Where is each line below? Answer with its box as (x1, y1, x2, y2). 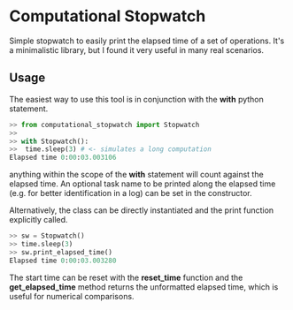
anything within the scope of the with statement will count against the (9, 170, 264, 180)
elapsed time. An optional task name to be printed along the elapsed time (9, 178, 276, 189)
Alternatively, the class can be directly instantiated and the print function (9, 205, 274, 215)
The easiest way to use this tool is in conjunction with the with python (9, 94, 264, 104)
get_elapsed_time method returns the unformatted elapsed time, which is (9, 281, 279, 292)
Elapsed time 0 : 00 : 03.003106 (9, 153, 117, 163)
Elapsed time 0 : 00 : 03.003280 (9, 256, 117, 265)
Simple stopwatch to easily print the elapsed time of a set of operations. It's (9, 35, 285, 46)
